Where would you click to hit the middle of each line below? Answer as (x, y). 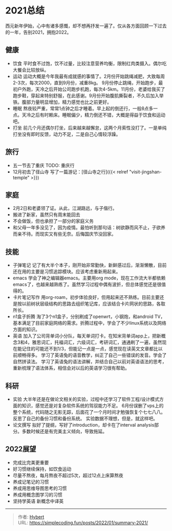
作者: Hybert (31, 517)
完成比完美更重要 (31, 462)
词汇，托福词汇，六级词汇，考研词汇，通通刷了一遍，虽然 (101, 342)
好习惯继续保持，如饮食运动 (42, 469)
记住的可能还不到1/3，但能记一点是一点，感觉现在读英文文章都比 (90, 349)
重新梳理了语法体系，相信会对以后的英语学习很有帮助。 (71, 368)
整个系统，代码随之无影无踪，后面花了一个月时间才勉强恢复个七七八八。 (89, 412)
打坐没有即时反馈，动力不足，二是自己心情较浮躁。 (67, 134)
